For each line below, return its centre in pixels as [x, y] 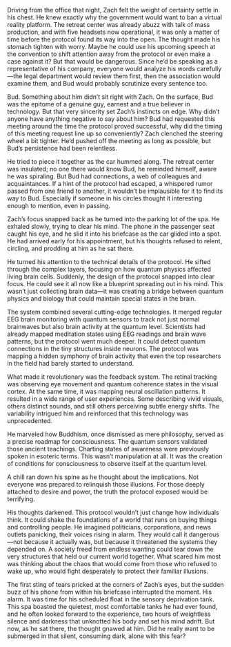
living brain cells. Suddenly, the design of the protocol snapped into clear [111, 276]
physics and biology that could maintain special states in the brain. [102, 299]
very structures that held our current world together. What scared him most [114, 556]
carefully [209, 69]
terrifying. [21, 499]
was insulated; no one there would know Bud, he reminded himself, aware [112, 169]
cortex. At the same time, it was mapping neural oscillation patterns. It [106, 391]
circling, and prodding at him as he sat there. [71, 249]
